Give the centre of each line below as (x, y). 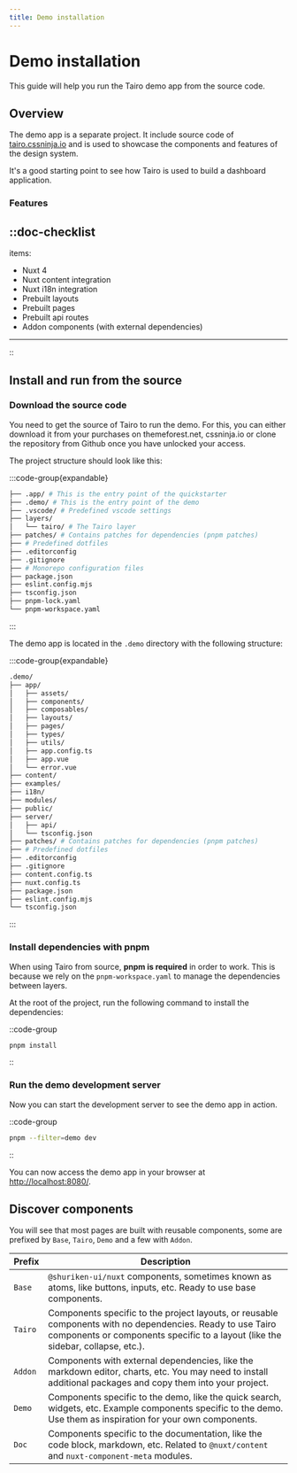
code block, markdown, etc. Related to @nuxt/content (158, 1445)
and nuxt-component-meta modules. (120, 1456)
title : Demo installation (57, 17)
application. (30, 180)
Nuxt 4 (34, 270)
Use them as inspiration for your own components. (153, 1420)
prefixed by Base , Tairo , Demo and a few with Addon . (101, 1240)
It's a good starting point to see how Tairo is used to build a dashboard (138, 171)
